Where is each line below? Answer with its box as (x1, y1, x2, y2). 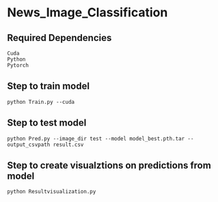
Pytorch (7, 62, 29, 69)
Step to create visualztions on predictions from (7, 160, 212, 171)
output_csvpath (7, 141, 51, 148)
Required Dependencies (7, 32, 112, 44)
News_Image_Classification (7, 5, 168, 20)
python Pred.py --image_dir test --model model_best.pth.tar (7, 135, 185, 142)
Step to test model (7, 117, 87, 129)
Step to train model (7, 81, 90, 92)
